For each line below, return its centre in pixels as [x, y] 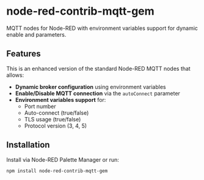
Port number [40, 106]
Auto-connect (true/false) [56, 113]
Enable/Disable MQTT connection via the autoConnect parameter [97, 93]
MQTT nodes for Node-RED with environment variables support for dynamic [102, 28]
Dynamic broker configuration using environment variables [90, 87]
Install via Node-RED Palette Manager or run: [63, 159]
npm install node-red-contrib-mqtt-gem [57, 171]
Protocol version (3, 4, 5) [56, 126]
